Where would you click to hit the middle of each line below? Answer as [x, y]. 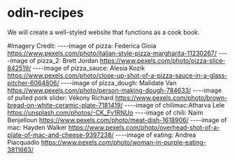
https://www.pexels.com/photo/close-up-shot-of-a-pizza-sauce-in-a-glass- [117, 75]
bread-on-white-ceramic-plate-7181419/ [65, 105]
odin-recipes [45, 13]
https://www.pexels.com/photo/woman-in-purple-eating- [123, 142]
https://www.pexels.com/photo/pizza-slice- [163, 60]
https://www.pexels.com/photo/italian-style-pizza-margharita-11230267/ [112, 53]
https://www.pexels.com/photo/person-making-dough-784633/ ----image [115, 90]
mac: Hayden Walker [37, 127]
